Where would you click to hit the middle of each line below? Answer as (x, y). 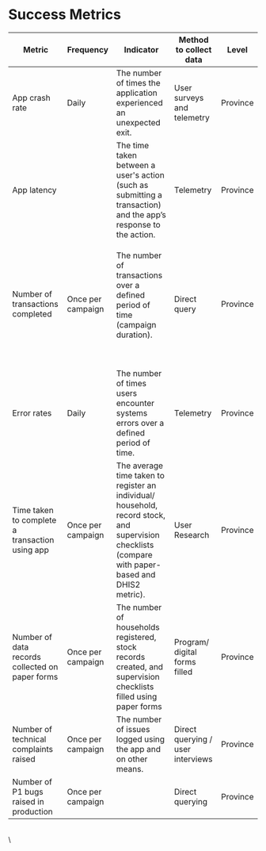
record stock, (141, 515)
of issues (133, 729)
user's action (140, 174)
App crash (31, 98)
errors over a (140, 423)
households (138, 627)
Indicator (141, 49)
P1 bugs (28, 792)
